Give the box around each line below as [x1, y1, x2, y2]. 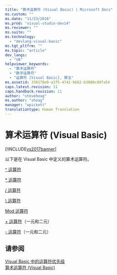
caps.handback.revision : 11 [5, 89, 62, 94]
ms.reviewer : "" [5, 25, 38, 30]
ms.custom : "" [5, 12, 34, 17]
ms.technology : [5, 35, 36, 40]
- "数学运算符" [9, 71, 37, 76]
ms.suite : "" [5, 30, 32, 35]
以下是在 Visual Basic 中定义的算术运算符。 [5, 156, 92, 162]
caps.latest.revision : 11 [5, 84, 58, 89]
